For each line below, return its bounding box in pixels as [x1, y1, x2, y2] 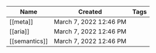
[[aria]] [9, 27, 30, 35]
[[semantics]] [9, 37, 48, 45]
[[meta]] [9, 18, 33, 26]
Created [78, 8, 102, 15]
